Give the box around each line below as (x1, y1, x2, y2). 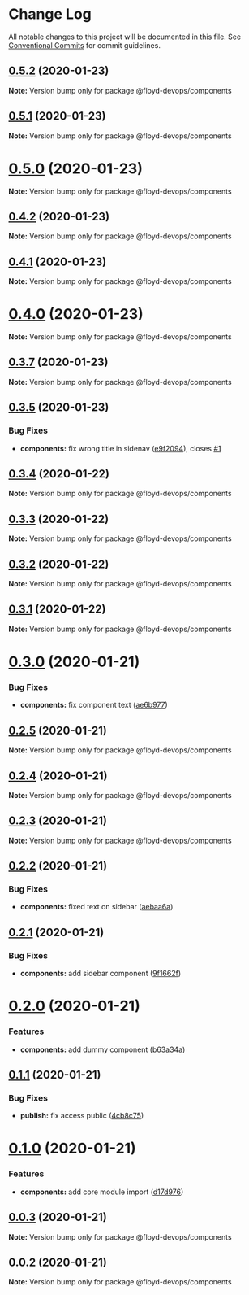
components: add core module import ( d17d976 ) (19, 1187, 184, 1197)
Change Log (8, 5, 92, 24)
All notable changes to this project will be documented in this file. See (8, 32, 242, 41)
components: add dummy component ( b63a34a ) (19, 1044, 186, 1054)
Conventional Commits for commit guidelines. (8, 40, 161, 50)
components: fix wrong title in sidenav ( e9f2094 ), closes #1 (19, 443, 221, 453)
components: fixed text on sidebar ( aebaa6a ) (19, 902, 174, 912)
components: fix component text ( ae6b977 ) (19, 700, 168, 710)
